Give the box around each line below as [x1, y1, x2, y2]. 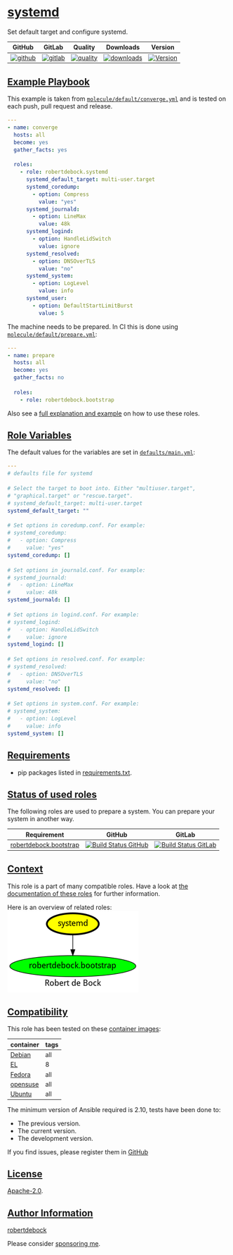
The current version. [17, 1126, 77, 1135]
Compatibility [7, 1006, 68, 1018]
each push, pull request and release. [7, 102, 113, 110]
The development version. [17, 1134, 93, 1142]
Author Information [7, 1207, 93, 1219]
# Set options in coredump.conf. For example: [7, 522, 146, 529]
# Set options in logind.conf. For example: [7, 611, 140, 618]
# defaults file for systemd [7, 470, 93, 477]
